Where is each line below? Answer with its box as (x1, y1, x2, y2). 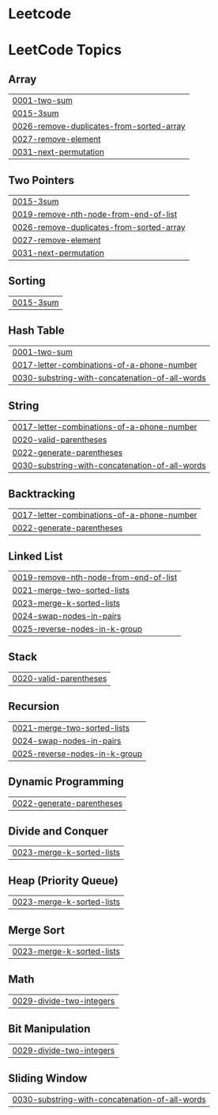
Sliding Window (8, 1071, 88, 1085)
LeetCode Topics (8, 41, 122, 59)
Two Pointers (8, 174, 75, 187)
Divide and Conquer (8, 824, 109, 838)
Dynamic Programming (8, 775, 124, 789)
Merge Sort (8, 923, 66, 937)
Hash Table (8, 324, 65, 338)
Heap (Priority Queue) (8, 873, 118, 888)
